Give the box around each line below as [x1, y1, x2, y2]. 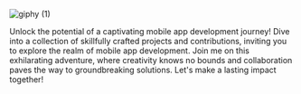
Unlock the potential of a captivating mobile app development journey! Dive [9, 26, 290, 36]
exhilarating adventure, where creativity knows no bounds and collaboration [9, 55, 293, 65]
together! [9, 74, 43, 85]
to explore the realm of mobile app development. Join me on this [9, 45, 250, 56]
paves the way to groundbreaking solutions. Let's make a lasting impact [9, 64, 277, 75]
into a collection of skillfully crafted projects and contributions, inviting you [9, 36, 287, 46]
